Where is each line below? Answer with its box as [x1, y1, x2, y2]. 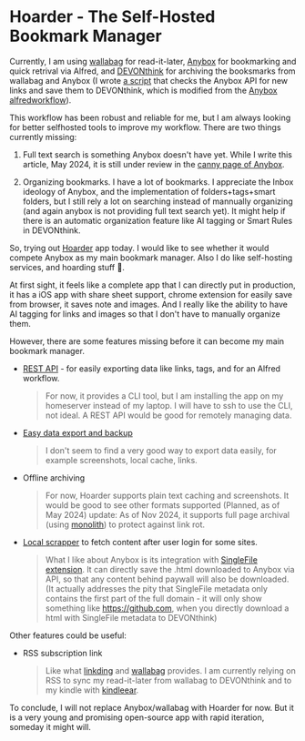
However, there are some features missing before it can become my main [9, 335, 285, 347]
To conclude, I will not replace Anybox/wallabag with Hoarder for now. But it [9, 702, 294, 713]
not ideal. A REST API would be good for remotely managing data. [45, 410, 292, 421]
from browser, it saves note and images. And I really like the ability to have [9, 299, 289, 310]
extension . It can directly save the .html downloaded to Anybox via [45, 563, 295, 574]
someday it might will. [9, 721, 91, 732]
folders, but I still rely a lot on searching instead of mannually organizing [22, 196, 293, 207]
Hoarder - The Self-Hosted [9, 6, 216, 27]
